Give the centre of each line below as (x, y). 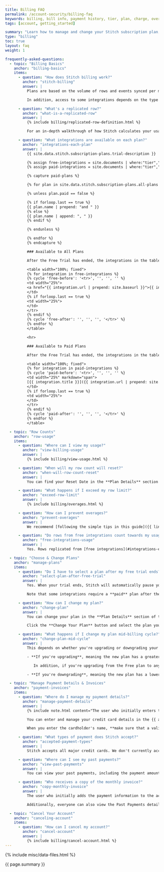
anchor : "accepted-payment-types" (58, 742)
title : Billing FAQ (25, 10)
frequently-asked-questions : (35, 59)
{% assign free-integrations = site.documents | (77, 163)
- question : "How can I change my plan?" (61, 603)
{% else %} (38, 212)
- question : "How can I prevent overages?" (63, 513)
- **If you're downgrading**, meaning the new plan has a (87, 674)
